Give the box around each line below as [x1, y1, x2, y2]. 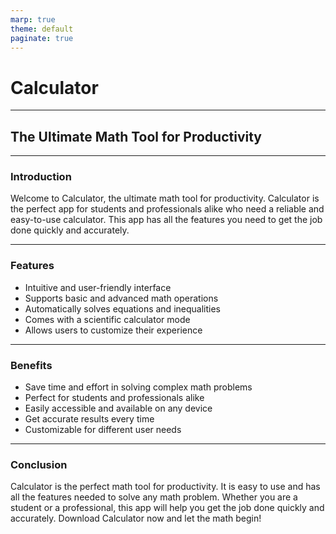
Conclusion [10, 457, 68, 471]
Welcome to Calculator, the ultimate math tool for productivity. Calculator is [10, 192, 320, 205]
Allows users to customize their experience [24, 324, 203, 336]
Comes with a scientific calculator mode [24, 313, 191, 325]
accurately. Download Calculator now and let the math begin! [10, 512, 262, 525]
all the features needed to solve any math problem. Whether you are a [10, 491, 298, 503]
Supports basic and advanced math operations [24, 292, 219, 304]
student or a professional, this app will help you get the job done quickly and [10, 502, 325, 514]
